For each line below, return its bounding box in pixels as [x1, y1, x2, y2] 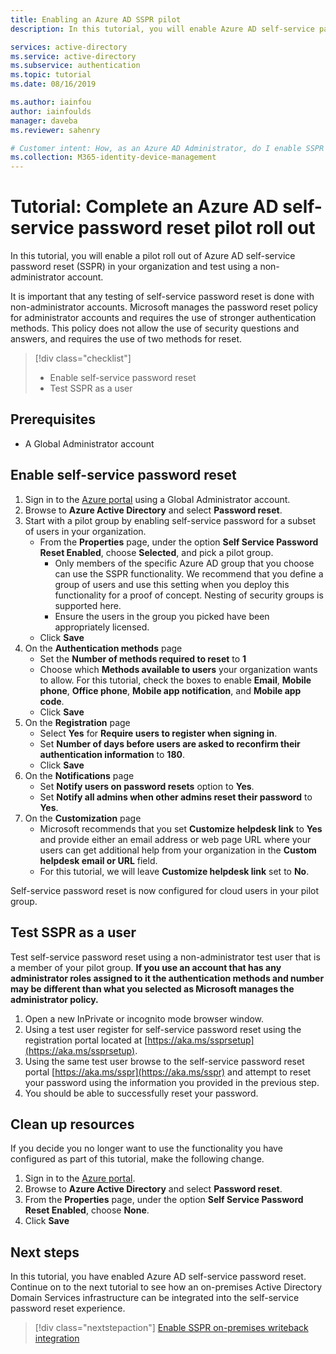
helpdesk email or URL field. [39, 854, 158, 866]
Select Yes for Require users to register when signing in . [39, 727, 278, 739]
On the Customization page [24, 812, 142, 824]
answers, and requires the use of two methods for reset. [10, 333, 243, 345]
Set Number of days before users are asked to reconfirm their [39, 737, 301, 750]
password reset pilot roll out [78, 217, 316, 240]
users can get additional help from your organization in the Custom [39, 844, 317, 856]
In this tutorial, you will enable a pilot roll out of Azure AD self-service [10, 250, 296, 262]
